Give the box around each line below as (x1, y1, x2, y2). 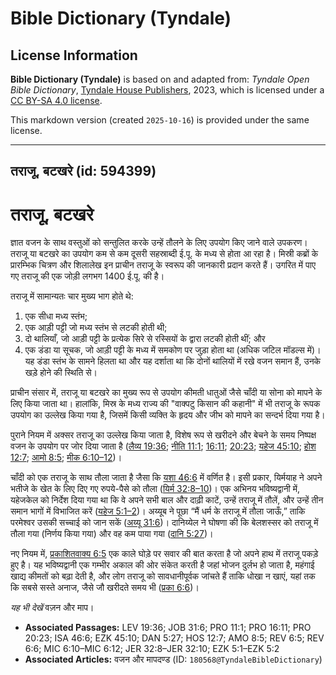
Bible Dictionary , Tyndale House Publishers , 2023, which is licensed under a (10, 84, 325, 96)
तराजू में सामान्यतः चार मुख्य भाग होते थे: (10, 290, 134, 302)
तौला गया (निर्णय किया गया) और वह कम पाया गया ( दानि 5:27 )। (10, 528, 214, 540)
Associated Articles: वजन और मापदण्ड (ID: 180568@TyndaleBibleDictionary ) (24, 653, 323, 666)
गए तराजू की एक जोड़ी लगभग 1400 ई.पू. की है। (10, 270, 165, 282)
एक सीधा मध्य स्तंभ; (24, 310, 88, 322)
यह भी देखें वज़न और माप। (10, 602, 95, 614)
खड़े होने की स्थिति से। (24, 367, 98, 379)
